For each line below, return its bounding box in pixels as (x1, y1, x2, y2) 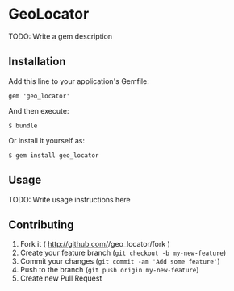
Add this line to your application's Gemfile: (8, 76, 149, 85)
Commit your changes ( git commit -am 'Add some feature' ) (19, 256, 220, 266)
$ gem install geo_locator (8, 151, 99, 160)
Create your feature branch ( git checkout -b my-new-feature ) (19, 247, 227, 258)
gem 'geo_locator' (8, 92, 70, 100)
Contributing (8, 218, 74, 231)
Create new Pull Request (19, 273, 102, 283)
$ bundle (8, 122, 38, 130)
